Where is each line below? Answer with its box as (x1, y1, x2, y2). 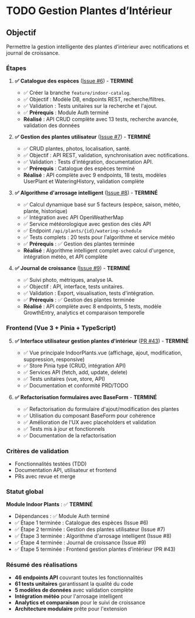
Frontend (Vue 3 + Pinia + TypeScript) (6, 324, 116, 332)
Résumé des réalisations (6, 561, 78, 569)
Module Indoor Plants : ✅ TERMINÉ (6, 501, 93, 508)
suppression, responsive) (23, 355, 85, 363)
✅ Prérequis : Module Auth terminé (23, 109, 109, 116)
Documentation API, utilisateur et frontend (14, 466, 117, 473)
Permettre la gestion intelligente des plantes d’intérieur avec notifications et (6, 43, 189, 50)
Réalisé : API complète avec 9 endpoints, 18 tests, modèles (23, 172, 167, 179)
